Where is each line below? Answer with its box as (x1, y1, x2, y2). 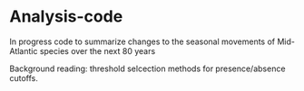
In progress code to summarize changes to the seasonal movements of (9, 36, 275, 47)
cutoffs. (9, 72, 39, 83)
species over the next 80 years (39, 45, 156, 56)
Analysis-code (9, 6, 123, 27)
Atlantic (9, 45, 38, 56)
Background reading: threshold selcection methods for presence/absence (9, 63, 286, 74)
